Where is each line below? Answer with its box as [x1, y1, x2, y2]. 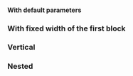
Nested [7, 61, 33, 71]
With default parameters [7, 6, 82, 14]
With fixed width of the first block [7, 23, 126, 33]
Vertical [7, 43, 36, 53]
